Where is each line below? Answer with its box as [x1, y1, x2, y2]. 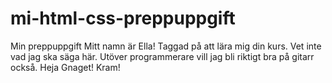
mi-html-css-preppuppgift [10, 7, 236, 30]
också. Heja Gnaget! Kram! [10, 61, 121, 73]
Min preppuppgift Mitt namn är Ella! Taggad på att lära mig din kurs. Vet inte [10, 40, 322, 52]
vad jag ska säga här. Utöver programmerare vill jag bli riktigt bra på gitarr [10, 50, 315, 62]
